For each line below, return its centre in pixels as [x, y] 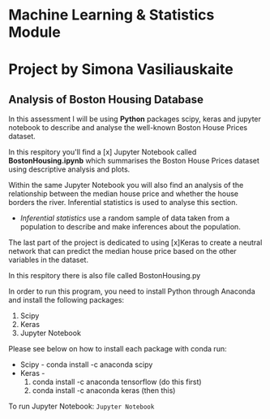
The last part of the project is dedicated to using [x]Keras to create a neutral [135, 242]
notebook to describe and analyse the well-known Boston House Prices [128, 128]
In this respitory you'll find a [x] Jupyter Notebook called [103, 152]
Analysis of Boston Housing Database [106, 99]
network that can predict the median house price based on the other [122, 251]
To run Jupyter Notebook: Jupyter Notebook [81, 406]
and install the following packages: [66, 300]
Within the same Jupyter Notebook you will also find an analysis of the [126, 185]
